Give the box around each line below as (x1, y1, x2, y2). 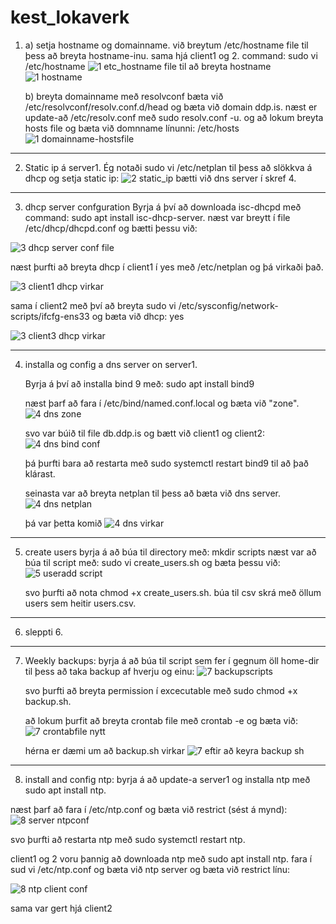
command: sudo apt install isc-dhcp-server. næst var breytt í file (24, 211, 291, 223)
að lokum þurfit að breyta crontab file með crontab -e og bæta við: (24, 714, 299, 726)
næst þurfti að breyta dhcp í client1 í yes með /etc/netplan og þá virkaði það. (10, 261, 324, 273)
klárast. (24, 467, 56, 480)
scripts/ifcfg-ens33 (10, 310, 90, 322)
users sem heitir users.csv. (24, 597, 137, 609)
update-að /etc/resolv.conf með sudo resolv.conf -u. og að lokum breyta (24, 111, 324, 123)
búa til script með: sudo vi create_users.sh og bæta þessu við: (24, 556, 281, 568)
